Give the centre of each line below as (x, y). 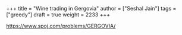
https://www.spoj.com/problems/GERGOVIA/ (61, 26)
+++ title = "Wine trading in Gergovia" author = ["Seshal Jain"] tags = (91, 8)
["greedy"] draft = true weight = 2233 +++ (58, 15)
